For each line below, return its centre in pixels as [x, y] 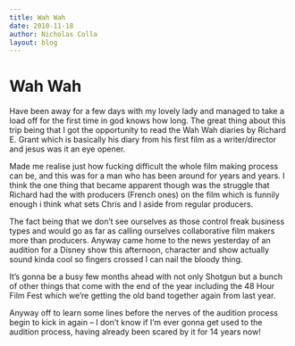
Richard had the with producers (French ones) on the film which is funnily [144, 195]
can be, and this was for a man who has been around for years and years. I [147, 176]
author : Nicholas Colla [54, 34]
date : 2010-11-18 [42, 26]
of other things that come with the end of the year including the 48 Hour [142, 286]
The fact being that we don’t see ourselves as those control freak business [147, 222]
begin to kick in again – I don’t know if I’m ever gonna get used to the [136, 323]
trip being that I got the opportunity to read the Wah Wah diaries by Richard [147, 130]
